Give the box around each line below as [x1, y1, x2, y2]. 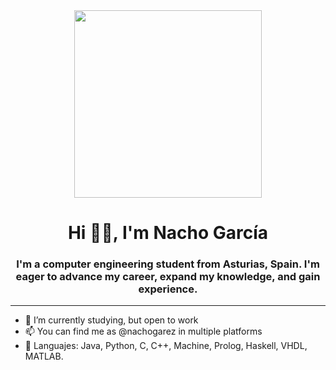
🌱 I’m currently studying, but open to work [24, 314, 199, 326]
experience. [138, 282, 198, 296]
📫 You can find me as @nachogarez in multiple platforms [24, 325, 263, 338]
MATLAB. [24, 350, 64, 363]
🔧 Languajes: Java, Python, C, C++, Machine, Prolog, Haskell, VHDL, [24, 340, 308, 352]
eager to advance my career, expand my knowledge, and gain [15, 270, 321, 284]
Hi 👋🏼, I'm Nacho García [67, 222, 269, 244]
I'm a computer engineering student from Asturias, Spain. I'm [16, 257, 320, 271]
